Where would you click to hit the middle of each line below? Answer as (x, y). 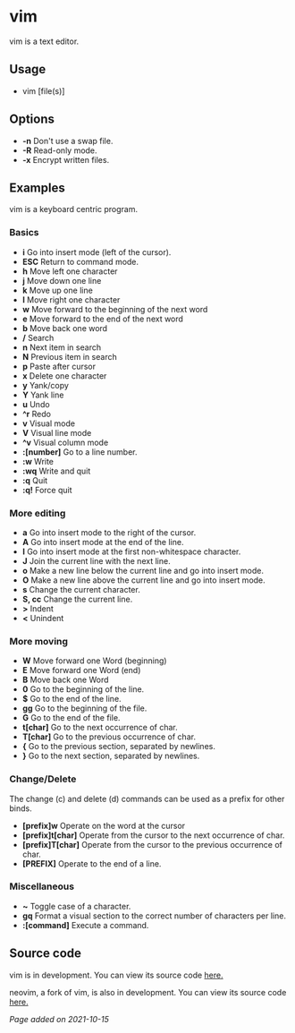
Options (32, 120)
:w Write (38, 461)
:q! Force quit (47, 490)
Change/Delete (43, 779)
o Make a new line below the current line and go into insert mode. (143, 570)
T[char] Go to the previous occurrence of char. (109, 737)
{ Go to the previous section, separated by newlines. (119, 747)
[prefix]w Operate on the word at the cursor (104, 825)
